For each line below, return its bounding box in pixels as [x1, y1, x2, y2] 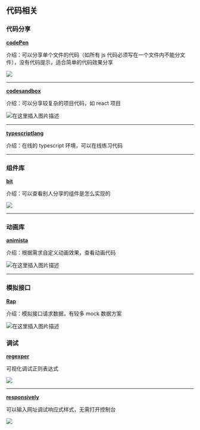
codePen [6, 39, 29, 46]
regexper [6, 353, 30, 360]
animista [6, 237, 29, 244]
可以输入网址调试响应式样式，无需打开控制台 [6, 406, 116, 413]
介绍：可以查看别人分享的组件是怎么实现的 [6, 190, 111, 197]
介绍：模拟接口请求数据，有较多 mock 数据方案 [6, 310, 122, 317]
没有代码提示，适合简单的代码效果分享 [18, 58, 113, 65]
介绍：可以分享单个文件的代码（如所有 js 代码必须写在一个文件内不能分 [6, 51, 180, 58]
